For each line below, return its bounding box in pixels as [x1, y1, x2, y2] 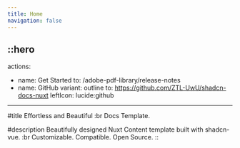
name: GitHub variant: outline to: [17, 83, 114, 92]
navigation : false [7, 17, 62, 24]
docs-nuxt [17, 91, 49, 100]
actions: [7, 62, 31, 71]
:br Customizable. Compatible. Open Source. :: [21, 133, 159, 142]
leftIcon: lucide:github [49, 91, 114, 100]
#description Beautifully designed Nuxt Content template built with [7, 125, 204, 134]
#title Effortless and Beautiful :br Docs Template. [7, 112, 150, 120]
